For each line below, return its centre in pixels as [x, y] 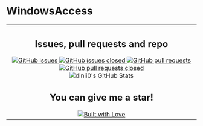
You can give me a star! [101, 98]
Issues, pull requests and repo [101, 44]
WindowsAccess [50, 11]
